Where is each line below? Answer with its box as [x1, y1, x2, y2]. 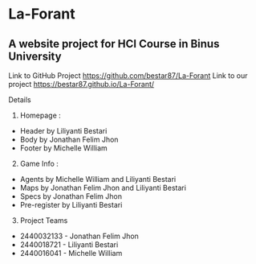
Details [8, 95, 31, 105]
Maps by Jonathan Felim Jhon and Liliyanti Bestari [19, 183, 187, 192]
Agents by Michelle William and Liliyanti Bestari [19, 175, 177, 184]
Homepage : [19, 110, 62, 120]
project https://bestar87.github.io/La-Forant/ [8, 80, 155, 89]
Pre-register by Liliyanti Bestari [19, 200, 123, 209]
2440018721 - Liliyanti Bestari [19, 240, 119, 250]
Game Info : [19, 159, 59, 168]
